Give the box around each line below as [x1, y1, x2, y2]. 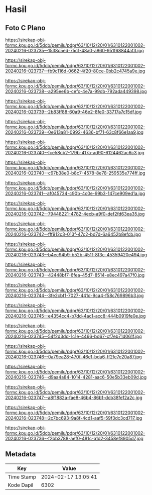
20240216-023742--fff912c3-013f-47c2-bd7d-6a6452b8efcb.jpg [5, 231, 141, 237]
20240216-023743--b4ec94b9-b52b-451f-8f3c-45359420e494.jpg [5, 252, 147, 257]
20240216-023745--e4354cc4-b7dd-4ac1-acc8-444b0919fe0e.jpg [5, 313, 146, 319]
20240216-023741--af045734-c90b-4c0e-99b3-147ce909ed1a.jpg [5, 190, 145, 196]
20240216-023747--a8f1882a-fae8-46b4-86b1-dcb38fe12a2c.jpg [5, 394, 143, 401]
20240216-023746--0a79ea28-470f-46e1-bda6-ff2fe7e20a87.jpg [5, 354, 142, 360]
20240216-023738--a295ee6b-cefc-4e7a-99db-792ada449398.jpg [5, 88, 147, 94]
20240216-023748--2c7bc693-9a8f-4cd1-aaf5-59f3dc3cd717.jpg [5, 415, 142, 421]
